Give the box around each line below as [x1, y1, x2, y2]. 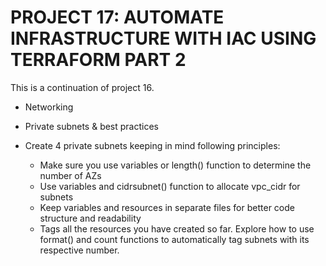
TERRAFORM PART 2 [10, 49, 187, 71]
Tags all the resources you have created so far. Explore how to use [39, 222, 315, 235]
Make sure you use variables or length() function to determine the [39, 159, 312, 171]
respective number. [39, 244, 120, 256]
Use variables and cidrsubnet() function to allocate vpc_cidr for [39, 180, 301, 192]
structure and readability [39, 212, 142, 224]
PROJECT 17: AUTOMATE [10, 6, 225, 29]
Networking [24, 101, 74, 113]
